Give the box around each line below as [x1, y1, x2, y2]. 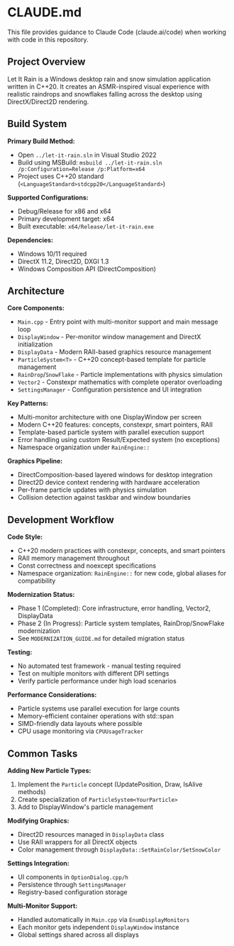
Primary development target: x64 [17, 214, 115, 223]
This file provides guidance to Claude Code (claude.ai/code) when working [7, 28, 227, 36]
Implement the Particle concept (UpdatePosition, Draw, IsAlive [17, 780, 204, 788]
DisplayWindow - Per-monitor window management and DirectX [17, 333, 201, 341]
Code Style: [7, 533, 43, 541]
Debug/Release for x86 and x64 [17, 207, 111, 215]
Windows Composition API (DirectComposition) [17, 264, 157, 273]
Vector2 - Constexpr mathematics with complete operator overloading [17, 378, 223, 387]
